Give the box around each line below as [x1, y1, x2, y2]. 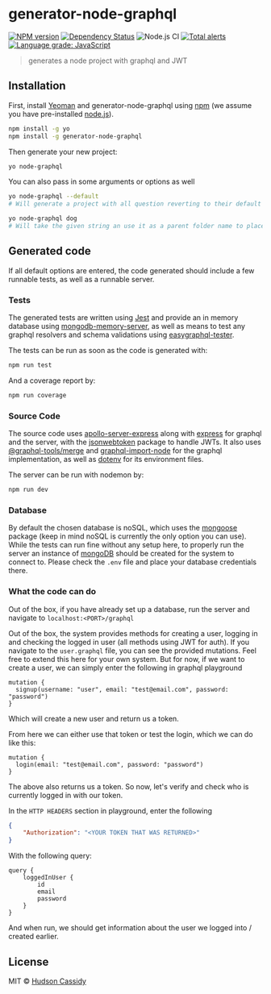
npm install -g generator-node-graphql [8, 132, 143, 140]
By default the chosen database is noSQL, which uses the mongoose [8, 523, 238, 533]
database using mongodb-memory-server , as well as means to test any [8, 321, 246, 331]
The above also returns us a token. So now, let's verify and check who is [8, 781, 249, 791]
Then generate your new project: [8, 147, 118, 156]
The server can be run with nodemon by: [8, 470, 144, 480]
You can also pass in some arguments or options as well [8, 177, 195, 186]
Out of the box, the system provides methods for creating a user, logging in [8, 628, 258, 638]
